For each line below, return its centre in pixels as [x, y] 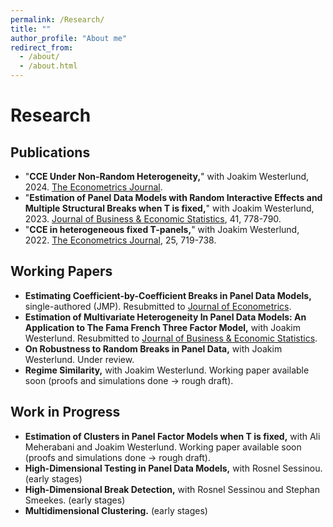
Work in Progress [65, 412]
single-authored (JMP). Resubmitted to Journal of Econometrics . [158, 306]
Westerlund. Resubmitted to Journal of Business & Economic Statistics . [171, 338]
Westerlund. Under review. [79, 359]
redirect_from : [42, 47]
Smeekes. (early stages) [75, 500]
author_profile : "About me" [69, 38]
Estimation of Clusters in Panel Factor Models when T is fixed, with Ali [172, 436]
